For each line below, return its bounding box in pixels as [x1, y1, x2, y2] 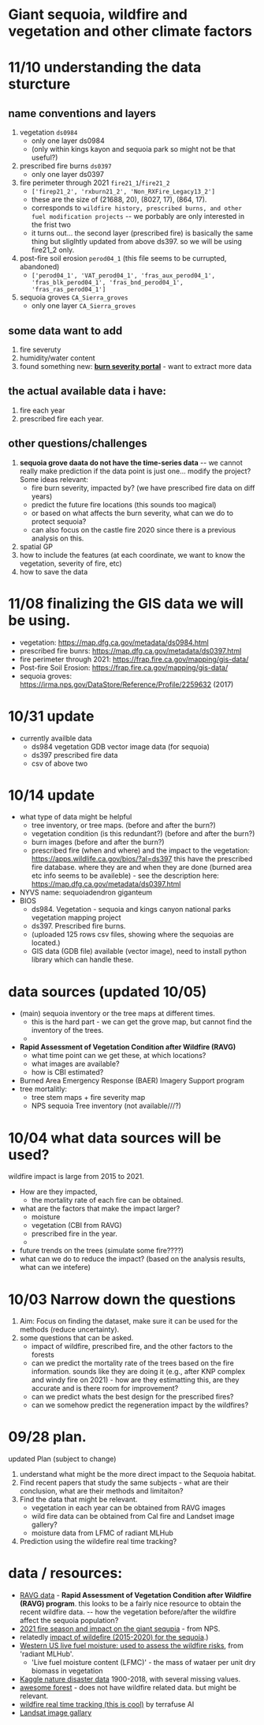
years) [31, 492, 53, 501]
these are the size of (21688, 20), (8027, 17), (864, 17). [31, 195, 207, 205]
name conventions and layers [8, 107, 156, 120]
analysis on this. [31, 533, 84, 543]
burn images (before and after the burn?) [31, 838, 165, 847]
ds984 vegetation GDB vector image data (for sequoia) [31, 741, 210, 751]
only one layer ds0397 [31, 170, 105, 179]
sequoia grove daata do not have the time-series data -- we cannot [19, 458, 243, 467]
